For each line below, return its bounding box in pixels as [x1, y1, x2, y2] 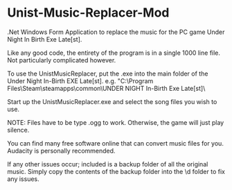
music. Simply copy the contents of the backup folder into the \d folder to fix [7, 167, 225, 175]
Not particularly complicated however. [7, 55, 116, 64]
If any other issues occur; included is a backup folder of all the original [7, 159, 208, 168]
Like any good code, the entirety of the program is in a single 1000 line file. [7, 49, 220, 57]
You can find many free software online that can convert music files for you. [7, 139, 224, 147]
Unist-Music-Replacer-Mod [7, 5, 170, 21]
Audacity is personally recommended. [7, 146, 116, 155]
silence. [7, 126, 30, 134]
